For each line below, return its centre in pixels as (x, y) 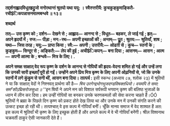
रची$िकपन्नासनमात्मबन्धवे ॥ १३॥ (33, 13)
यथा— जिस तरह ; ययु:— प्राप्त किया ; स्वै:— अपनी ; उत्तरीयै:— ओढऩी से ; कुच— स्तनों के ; (80, 45)
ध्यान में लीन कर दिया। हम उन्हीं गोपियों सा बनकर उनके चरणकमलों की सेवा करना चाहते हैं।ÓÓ (81, 95)
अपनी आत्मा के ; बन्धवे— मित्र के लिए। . (43, 56)
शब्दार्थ (10, 24)
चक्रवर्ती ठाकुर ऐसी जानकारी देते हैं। (34, 118)
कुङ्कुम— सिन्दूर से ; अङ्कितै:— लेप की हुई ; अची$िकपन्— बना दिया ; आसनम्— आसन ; (80, 51)
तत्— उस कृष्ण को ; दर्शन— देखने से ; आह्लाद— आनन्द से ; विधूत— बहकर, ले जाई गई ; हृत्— (81, 34)
